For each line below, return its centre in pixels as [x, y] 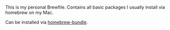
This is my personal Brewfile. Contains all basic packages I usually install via [85, 7]
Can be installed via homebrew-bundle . [47, 22]
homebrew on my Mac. [30, 12]
